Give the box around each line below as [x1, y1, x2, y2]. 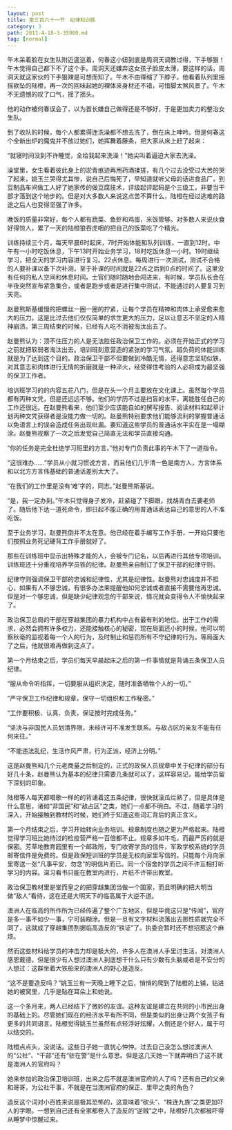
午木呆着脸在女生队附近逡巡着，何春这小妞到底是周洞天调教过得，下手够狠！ [7, 56, 225, 64]
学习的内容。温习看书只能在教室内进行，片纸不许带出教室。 [7, 868, 177, 877]
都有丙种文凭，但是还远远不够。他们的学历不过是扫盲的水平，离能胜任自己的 [7, 395, 225, 403]
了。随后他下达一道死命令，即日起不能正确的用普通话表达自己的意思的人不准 [7, 505, 225, 514]
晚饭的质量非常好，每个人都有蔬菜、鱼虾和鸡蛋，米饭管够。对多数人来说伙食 [7, 215, 225, 224]
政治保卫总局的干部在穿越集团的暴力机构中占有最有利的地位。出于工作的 [7, 616, 213, 624]
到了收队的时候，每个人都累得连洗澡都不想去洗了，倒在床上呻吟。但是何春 [7, 128, 219, 137]
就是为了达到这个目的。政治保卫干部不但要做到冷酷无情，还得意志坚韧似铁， [7, 354, 225, 362]
